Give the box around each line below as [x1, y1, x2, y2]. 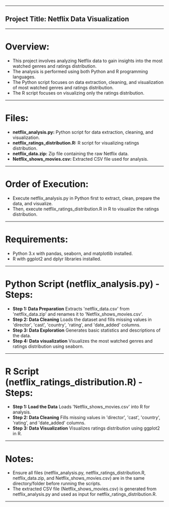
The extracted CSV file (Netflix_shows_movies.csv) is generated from [12, 486, 157, 492]
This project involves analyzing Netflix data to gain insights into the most [12, 58, 163, 64]
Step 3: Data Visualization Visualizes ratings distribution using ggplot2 [12, 425, 160, 431]
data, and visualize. [12, 200, 53, 206]
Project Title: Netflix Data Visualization [5, 15, 129, 23]
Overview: [5, 41, 50, 52]
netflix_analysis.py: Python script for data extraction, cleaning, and [12, 129, 153, 135]
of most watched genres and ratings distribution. [12, 84, 114, 90]
